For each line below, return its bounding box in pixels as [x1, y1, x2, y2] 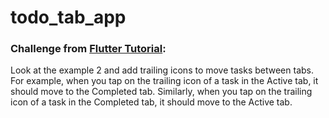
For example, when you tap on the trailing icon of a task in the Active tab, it [10, 75, 319, 87]
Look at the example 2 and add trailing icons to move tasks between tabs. [10, 64, 314, 76]
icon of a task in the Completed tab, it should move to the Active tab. [10, 96, 293, 108]
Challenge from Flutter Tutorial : [10, 42, 167, 56]
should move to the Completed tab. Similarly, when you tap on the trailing [10, 86, 313, 98]
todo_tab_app [10, 6, 127, 29]
